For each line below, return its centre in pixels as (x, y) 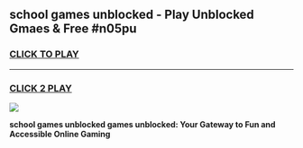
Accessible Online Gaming (60, 134)
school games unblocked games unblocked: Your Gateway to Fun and (142, 124)
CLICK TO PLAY (44, 55)
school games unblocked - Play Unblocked (132, 15)
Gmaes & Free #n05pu (73, 29)
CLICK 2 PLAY (41, 88)
